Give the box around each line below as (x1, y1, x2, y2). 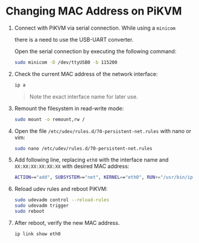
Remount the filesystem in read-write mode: (14, 105, 124, 112)
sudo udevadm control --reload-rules (14, 197, 110, 203)
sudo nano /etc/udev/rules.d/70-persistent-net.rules (14, 145, 153, 152)
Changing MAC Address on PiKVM (5, 4, 182, 18)
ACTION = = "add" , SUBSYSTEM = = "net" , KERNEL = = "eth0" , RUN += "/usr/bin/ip (14, 174, 194, 181)
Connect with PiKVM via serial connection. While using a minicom (14, 24, 176, 31)
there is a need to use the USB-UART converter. (14, 36, 134, 43)
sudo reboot (14, 209, 45, 215)
